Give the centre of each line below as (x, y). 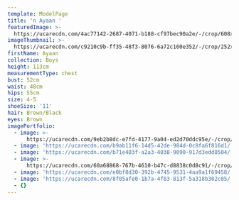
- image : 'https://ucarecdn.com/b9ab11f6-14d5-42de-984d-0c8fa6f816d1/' (124, 146)
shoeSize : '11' (30, 106)
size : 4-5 (22, 100)
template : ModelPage (38, 14)
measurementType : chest (43, 73)
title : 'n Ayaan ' (34, 21)
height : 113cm (28, 67)
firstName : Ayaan (33, 54)
